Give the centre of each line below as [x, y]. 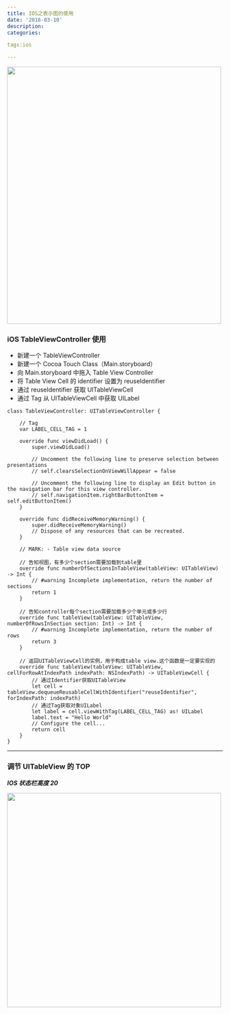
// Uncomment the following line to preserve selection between [125, 459]
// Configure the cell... [69, 724]
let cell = [47, 686]
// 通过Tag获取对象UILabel [67, 706]
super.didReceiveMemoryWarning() [79, 525]
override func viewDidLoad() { [64, 442]
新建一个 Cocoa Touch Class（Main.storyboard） [87, 364]
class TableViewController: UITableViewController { [84, 411]
